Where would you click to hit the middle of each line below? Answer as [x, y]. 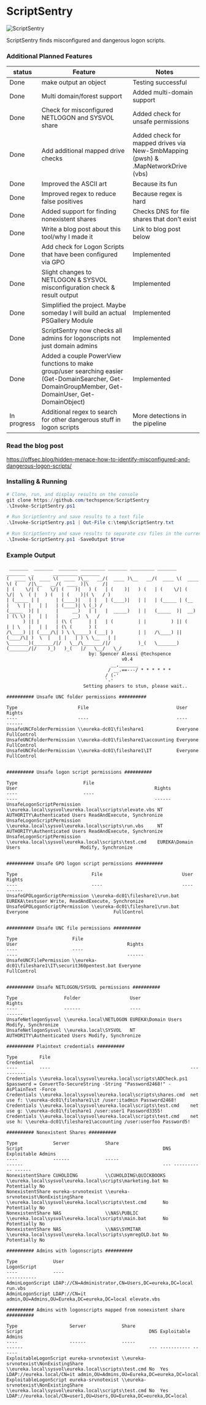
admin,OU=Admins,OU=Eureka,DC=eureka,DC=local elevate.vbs [83, 1299]
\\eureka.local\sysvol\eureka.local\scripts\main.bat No [87, 1219]
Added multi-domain [163, 92]
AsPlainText [21, 1090]
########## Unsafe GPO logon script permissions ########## [85, 864]
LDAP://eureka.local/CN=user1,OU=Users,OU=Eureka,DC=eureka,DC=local [97, 1396]
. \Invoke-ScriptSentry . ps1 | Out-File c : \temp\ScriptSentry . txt [90, 523]
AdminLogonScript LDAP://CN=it [46, 1294]
